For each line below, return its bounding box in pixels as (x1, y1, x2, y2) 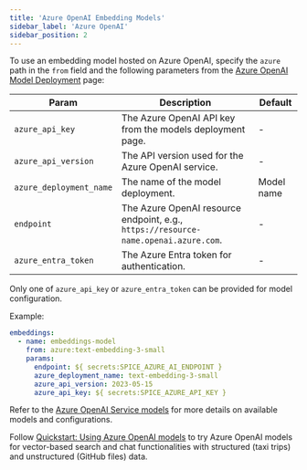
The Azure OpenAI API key (121, 111, 236, 124)
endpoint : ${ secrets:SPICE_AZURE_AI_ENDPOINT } (33, 362, 223, 371)
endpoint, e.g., (121, 214, 184, 226)
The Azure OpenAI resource (121, 202, 242, 214)
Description (159, 97, 212, 110)
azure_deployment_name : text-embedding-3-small (33, 371, 219, 380)
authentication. (121, 260, 185, 273)
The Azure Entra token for (121, 248, 232, 261)
